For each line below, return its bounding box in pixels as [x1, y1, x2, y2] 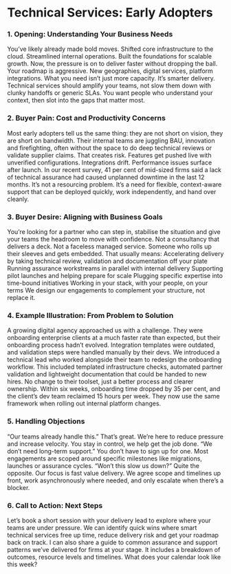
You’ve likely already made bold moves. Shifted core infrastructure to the [7, 45, 214, 53]
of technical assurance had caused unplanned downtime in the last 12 [7, 173, 205, 181]
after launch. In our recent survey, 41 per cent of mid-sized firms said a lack [7, 165, 222, 173]
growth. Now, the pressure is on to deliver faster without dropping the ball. [7, 60, 218, 68]
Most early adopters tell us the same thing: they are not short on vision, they [7, 129, 223, 137]
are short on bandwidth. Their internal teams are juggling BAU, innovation [7, 136, 215, 145]
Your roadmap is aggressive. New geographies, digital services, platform [7, 67, 213, 75]
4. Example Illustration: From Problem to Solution [7, 311, 174, 320]
